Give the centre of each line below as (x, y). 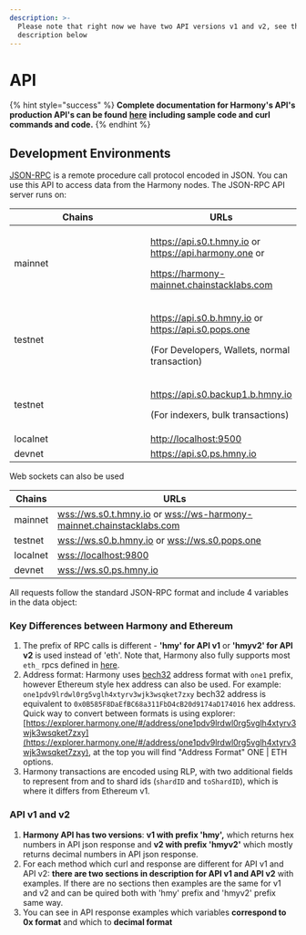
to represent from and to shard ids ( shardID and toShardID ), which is (150, 782)
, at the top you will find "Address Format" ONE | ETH (188, 753)
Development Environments (90, 153)
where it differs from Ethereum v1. (86, 791)
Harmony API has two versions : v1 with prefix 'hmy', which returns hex (158, 835)
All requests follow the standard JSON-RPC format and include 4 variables (149, 593)
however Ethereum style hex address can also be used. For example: (152, 684)
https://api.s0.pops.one (200, 329)
